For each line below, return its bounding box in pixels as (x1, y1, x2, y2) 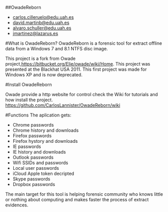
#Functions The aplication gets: (5, 112, 71, 118)
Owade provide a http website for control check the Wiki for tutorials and (5, 92, 158, 97)
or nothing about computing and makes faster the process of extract (5, 197, 149, 202)
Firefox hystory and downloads (12, 138, 78, 144)
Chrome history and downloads (12, 127, 79, 133)
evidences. (5, 202, 29, 208)
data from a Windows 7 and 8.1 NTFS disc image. (5, 46, 108, 51)
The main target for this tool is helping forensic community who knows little (5, 191, 163, 197)
